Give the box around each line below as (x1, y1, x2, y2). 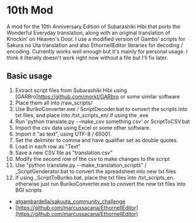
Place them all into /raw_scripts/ (15, 99, 92, 106)
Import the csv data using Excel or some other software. (15, 124, 151, 131)
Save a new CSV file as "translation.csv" (15, 149, 113, 156)
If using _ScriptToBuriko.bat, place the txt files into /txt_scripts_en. (15, 174, 175, 181)
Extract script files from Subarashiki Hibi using (15, 86, 128, 94)
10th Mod (6, 4, 53, 17)
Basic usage (6, 71, 52, 81)
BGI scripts (15, 186, 42, 194)
